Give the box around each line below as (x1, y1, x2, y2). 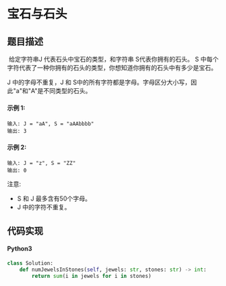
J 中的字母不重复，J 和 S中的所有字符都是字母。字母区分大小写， (7, 78, 191, 86)
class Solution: (7, 260, 53, 267)
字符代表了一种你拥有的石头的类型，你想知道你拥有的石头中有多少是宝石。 (7, 64, 217, 72)
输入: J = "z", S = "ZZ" (7, 160, 76, 167)
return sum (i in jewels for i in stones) (32, 272, 152, 279)
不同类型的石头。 (43, 87, 92, 94)
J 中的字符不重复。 (16, 203, 71, 211)
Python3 (7, 244, 32, 253)
